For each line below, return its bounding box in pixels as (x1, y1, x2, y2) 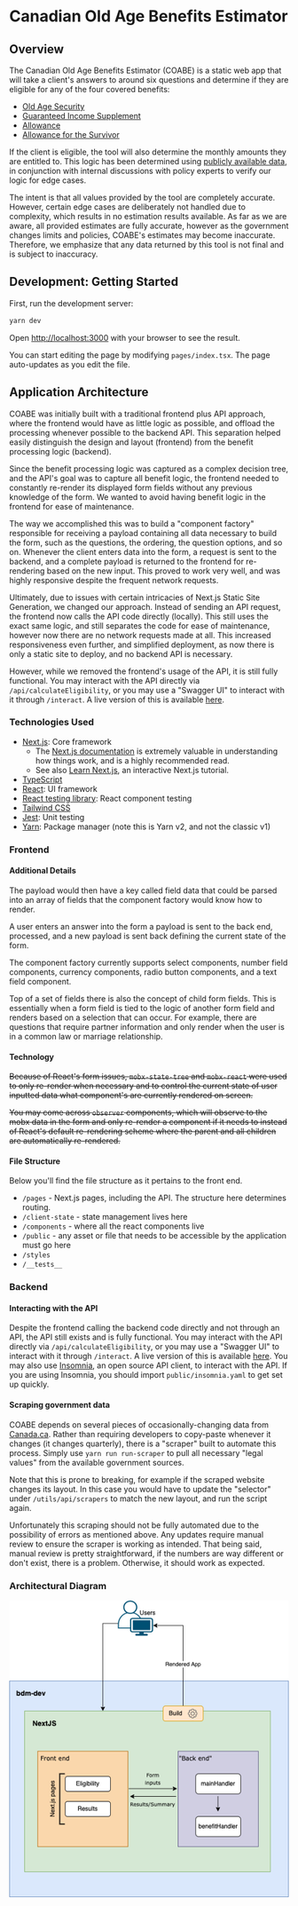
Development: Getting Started (9, 274, 179, 289)
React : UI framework (21, 783, 98, 794)
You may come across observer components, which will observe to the (9, 1107, 268, 1118)
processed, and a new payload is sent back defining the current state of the (9, 930, 286, 941)
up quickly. (9, 1379, 50, 1390)
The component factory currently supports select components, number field (9, 957, 288, 968)
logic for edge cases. (9, 175, 87, 186)
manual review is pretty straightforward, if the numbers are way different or (9, 1547, 284, 1559)
